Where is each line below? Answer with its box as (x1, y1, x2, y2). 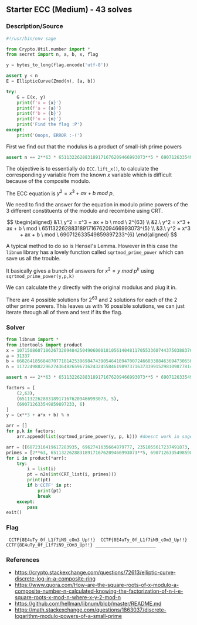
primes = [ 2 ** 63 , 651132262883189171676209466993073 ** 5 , (6, 450, 148, 456)
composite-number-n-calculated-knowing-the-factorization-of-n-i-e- (14, 587, 184, 595)
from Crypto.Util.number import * (6, 46, 91, 52)
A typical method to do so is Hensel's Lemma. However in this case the (6, 243, 178, 250)
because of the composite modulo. (6, 177, 91, 184)
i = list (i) (27, 466, 57, 472)
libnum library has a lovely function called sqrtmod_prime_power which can (6, 249, 184, 256)
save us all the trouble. (6, 255, 61, 262)
